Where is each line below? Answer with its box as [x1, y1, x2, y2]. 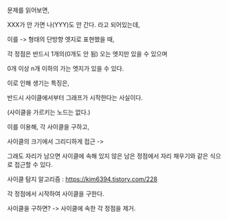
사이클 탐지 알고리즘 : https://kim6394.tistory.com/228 [7, 175, 158, 183]
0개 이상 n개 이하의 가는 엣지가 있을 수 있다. [7, 65, 124, 72]
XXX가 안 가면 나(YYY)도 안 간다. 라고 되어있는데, [7, 21, 141, 29]
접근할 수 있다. [14, 161, 54, 168]
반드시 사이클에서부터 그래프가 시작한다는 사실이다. [7, 93, 144, 102]
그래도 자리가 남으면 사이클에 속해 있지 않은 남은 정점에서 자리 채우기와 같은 [7, 152, 209, 160]
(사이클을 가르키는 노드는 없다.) [7, 108, 91, 116]
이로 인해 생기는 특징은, [7, 79, 70, 87]
